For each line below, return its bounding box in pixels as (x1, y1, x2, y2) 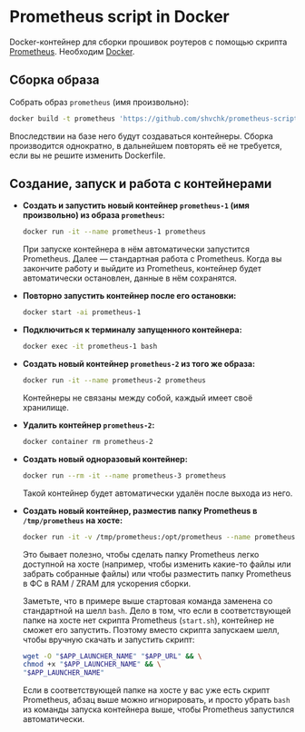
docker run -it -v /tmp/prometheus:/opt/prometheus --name (22, 532, 251, 541)
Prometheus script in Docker (9, 6, 230, 27)
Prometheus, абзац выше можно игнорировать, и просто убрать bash (22, 695, 290, 706)
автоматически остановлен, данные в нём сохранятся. (22, 272, 238, 283)
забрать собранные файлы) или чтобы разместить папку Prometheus (22, 568, 292, 579)
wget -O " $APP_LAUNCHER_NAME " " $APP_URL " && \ (22, 651, 202, 660)
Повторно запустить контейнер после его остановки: (22, 291, 237, 302)
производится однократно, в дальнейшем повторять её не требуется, (9, 140, 283, 151)
